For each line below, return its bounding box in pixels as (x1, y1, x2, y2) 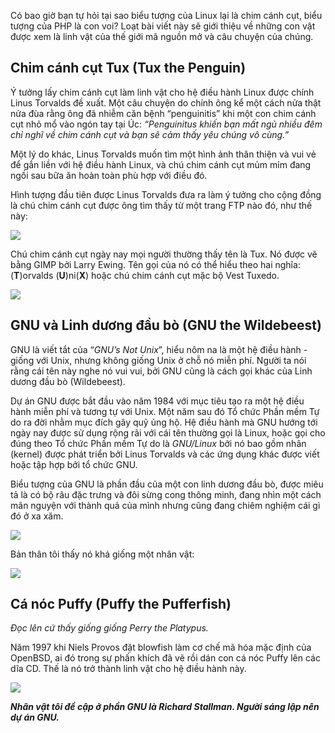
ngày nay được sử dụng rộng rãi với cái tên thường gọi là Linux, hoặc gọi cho (10, 426, 326, 439)
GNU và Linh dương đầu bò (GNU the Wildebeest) (10, 317, 322, 334)
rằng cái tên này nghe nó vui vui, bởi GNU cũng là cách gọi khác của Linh (10, 365, 313, 377)
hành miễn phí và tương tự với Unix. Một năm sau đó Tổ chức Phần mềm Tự (10, 405, 320, 417)
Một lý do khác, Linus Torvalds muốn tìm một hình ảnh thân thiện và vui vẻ (10, 148, 317, 160)
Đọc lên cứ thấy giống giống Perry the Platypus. (10, 622, 209, 634)
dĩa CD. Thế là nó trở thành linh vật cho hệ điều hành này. (10, 663, 247, 675)
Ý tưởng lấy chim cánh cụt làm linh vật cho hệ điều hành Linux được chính (10, 86, 315, 98)
